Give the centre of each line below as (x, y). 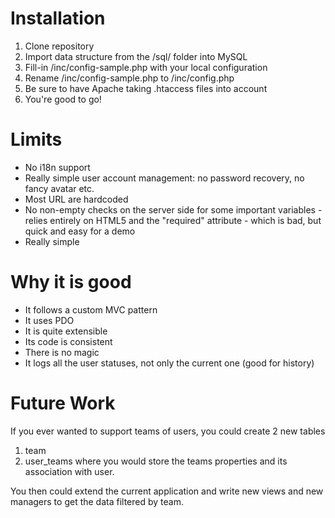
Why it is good (71, 282)
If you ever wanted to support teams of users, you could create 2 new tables (168, 431)
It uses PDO (49, 320)
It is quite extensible (66, 331)
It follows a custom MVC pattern (91, 309)
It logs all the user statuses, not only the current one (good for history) (169, 363)
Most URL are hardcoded (76, 199)
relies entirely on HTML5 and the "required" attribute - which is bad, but (173, 220)
